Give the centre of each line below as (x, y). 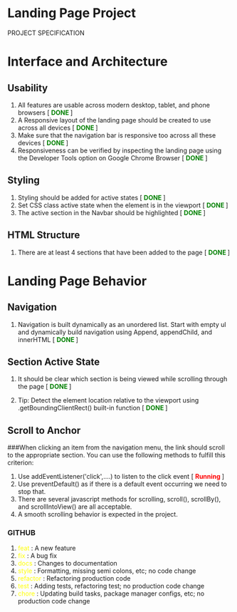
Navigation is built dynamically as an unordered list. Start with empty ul (122, 324)
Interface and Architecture (88, 62)
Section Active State (54, 362)
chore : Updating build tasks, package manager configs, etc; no (111, 593)
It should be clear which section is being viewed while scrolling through (122, 379)
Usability (28, 88)
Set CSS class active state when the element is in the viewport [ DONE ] (123, 205)
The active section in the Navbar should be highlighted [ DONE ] (112, 212)
